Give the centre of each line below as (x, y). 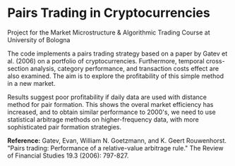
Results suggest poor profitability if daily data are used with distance (107, 97)
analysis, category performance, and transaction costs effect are (125, 68)
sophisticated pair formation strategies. (65, 127)
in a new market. (31, 83)
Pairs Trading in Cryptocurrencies (109, 13)
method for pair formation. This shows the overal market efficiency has (110, 104)
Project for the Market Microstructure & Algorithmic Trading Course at (109, 32)
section (18, 68)
